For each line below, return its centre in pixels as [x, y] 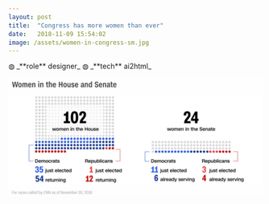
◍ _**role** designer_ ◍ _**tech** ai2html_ [80, 66]
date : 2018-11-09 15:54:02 [57, 34]
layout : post [30, 17]
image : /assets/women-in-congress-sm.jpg [79, 43]
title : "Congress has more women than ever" [86, 25]
